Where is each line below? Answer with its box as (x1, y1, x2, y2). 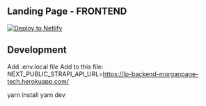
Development (7, 44, 68, 56)
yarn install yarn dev (7, 90, 66, 99)
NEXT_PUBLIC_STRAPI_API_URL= (7, 69, 103, 78)
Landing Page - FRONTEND (7, 6, 127, 17)
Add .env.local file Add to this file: (7, 62, 104, 71)
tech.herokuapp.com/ (7, 77, 70, 85)
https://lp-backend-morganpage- (102, 69, 199, 78)
